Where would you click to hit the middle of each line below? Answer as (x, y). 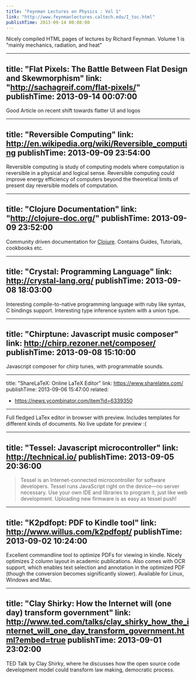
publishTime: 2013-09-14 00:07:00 (72, 96)
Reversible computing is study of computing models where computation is (95, 167)
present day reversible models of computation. (62, 185)
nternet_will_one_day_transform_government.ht (95, 631)
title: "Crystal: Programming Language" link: (89, 272)
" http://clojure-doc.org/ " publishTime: (78, 218)
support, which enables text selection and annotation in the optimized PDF (95, 567)
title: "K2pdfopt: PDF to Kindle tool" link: (81, 523)
